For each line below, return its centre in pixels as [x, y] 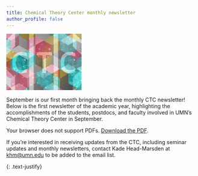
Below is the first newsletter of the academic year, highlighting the [88, 106]
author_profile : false [35, 19]
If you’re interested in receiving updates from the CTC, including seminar [96, 142]
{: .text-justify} [24, 166]
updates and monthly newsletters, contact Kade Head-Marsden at [88, 148]
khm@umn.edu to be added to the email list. [61, 155]
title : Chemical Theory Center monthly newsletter [71, 13]
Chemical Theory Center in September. [55, 119]
